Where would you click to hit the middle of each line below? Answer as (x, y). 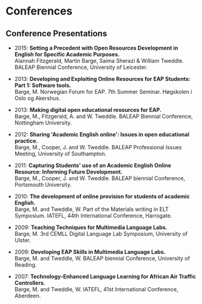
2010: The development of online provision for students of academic (102, 196)
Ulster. (23, 240)
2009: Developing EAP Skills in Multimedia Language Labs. (90, 252)
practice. (26, 141)
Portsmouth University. (43, 185)
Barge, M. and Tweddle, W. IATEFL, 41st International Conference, (96, 289)
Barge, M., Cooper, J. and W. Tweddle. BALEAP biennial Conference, (100, 178)
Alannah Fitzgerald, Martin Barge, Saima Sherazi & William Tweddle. (99, 61)
